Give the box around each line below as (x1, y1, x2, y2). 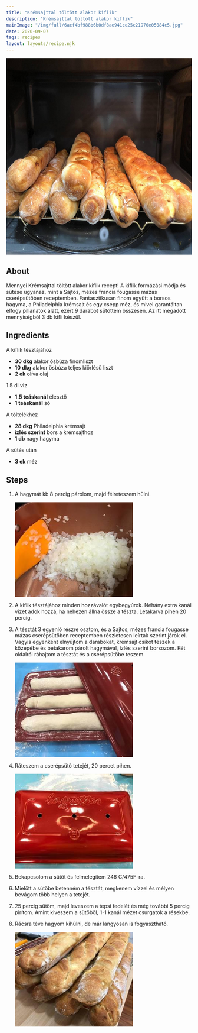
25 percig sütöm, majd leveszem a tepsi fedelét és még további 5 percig (14, 902, 190, 910)
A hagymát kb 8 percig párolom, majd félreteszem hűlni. (14, 491, 151, 498)
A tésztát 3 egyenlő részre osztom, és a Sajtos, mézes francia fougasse (14, 626, 189, 633)
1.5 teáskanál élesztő (14, 393, 67, 400)
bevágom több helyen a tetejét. (14, 891, 91, 898)
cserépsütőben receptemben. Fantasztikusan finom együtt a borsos (6, 294, 171, 302)
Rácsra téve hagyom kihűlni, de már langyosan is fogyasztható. (14, 920, 169, 928)
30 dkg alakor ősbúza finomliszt (14, 358, 93, 365)
